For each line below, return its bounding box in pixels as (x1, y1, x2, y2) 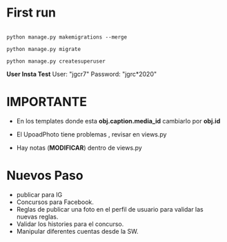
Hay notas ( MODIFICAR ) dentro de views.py (16, 143, 142, 152)
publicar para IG (16, 190, 63, 199)
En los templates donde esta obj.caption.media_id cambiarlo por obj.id (16, 117, 221, 125)
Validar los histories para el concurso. (16, 219, 124, 228)
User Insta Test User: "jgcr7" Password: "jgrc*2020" (6, 70, 157, 78)
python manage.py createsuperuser (6, 57, 106, 65)
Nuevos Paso (6, 168, 83, 183)
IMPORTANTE (6, 94, 88, 110)
